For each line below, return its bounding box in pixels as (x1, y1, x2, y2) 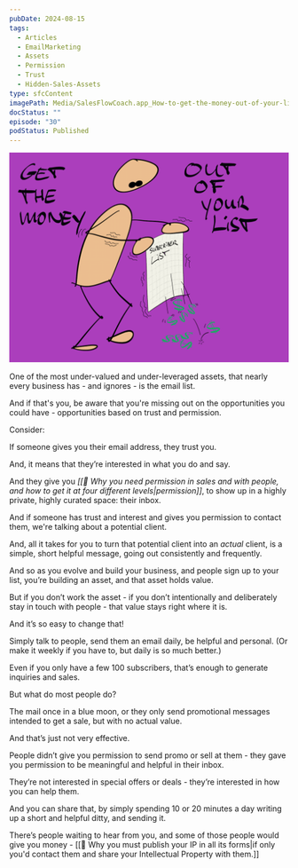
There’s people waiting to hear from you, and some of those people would (9, 830, 279, 840)
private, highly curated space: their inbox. (9, 495, 161, 506)
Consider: (9, 424, 45, 435)
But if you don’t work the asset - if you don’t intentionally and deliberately (9, 592, 278, 603)
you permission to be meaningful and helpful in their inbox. (9, 760, 224, 770)
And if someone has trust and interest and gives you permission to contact (9, 512, 282, 523)
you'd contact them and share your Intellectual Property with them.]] (9, 848, 260, 860)
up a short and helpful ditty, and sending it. (9, 813, 167, 824)
